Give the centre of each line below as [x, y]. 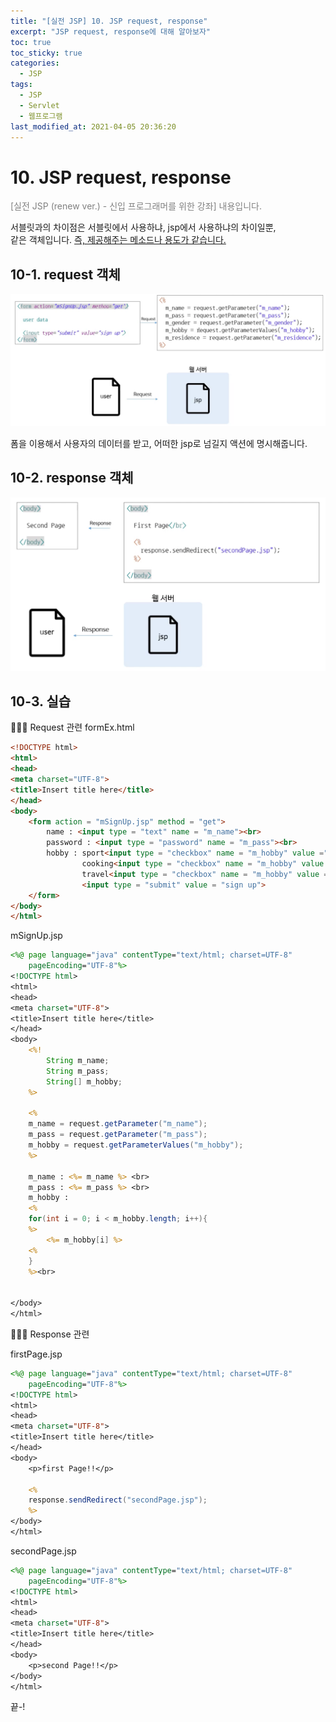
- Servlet [39, 105]
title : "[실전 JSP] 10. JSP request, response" [109, 21]
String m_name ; [78, 1061]
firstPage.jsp [36, 1354]
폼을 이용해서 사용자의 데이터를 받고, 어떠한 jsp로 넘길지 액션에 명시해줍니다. [159, 443]
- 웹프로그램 [41, 116]
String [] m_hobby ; [84, 1081]
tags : [21, 85]
